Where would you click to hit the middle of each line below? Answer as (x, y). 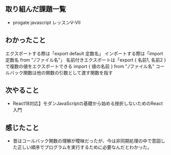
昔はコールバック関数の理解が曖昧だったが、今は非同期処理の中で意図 (87, 141)
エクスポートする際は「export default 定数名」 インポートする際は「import (84, 53)
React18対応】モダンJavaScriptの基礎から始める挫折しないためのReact (88, 103)
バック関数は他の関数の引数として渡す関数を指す (61, 73)
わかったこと (26, 40)
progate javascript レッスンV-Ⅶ (47, 23)
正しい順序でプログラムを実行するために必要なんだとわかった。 (84, 147)
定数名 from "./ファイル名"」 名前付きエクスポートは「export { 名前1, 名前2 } (86, 60)
